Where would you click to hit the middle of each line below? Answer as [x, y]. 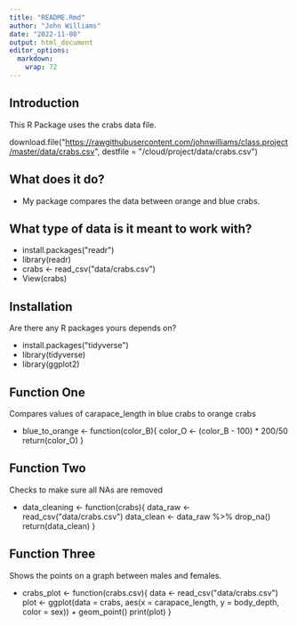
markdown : [35, 59]
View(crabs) [44, 279]
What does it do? [57, 179]
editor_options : [39, 51]
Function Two [48, 468]
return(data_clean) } [59, 525]
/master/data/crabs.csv [52, 151]
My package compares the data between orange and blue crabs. [141, 200]
